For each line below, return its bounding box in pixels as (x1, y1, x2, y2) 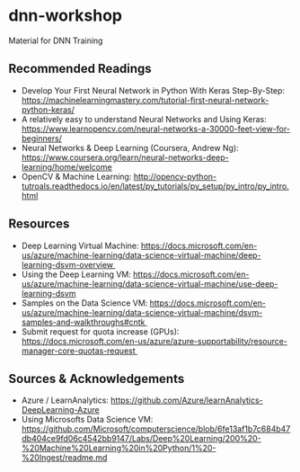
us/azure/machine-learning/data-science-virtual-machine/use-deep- (21, 278, 278, 289)
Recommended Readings (8, 61, 152, 76)
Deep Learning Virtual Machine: (21, 240, 139, 251)
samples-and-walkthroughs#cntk (21, 316, 146, 327)
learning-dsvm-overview (21, 259, 114, 270)
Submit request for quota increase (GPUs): (21, 325, 180, 337)
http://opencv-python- (133, 171, 217, 182)
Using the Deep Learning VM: (21, 269, 132, 280)
